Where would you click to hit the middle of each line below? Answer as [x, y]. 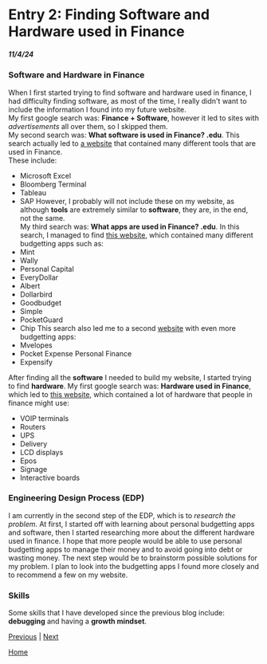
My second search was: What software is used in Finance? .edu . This [124, 135]
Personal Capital [47, 269]
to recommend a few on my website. [68, 575]
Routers [33, 426]
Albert [30, 285]
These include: [33, 160]
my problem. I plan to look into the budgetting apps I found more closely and [133, 566]
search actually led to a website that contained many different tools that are [132, 143]
